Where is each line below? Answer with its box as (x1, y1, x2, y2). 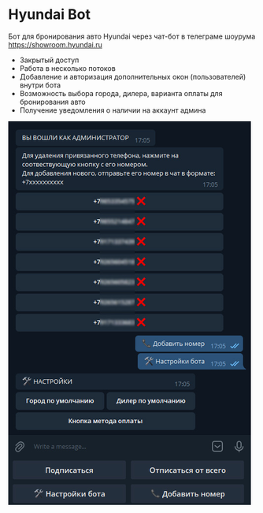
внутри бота (19, 80, 61, 90)
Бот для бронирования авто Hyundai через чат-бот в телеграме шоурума (8, 32, 256, 41)
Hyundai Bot (8, 6, 91, 24)
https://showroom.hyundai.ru (8, 39, 102, 49)
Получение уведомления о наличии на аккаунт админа (19, 105, 206, 115)
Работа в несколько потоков (19, 63, 116, 72)
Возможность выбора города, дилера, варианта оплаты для (19, 88, 223, 98)
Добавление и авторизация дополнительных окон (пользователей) (19, 72, 246, 81)
